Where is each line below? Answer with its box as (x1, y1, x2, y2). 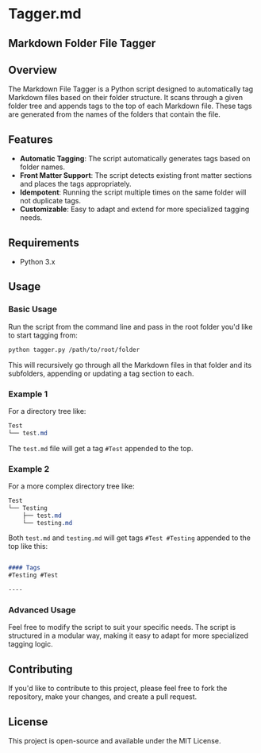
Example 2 (8, 463, 50, 474)
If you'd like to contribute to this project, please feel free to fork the (8, 684, 228, 693)
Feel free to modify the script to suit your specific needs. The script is (8, 623, 236, 632)
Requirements (8, 236, 79, 249)
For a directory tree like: (8, 406, 86, 415)
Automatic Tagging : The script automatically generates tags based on (19, 154, 251, 164)
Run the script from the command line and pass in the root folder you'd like (8, 322, 253, 331)
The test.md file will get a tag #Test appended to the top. (8, 443, 194, 453)
